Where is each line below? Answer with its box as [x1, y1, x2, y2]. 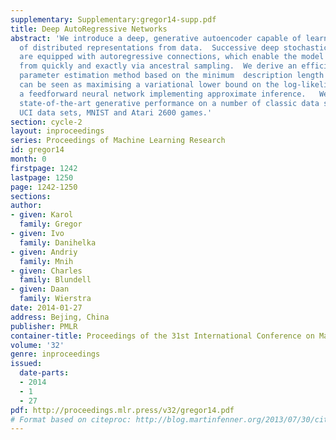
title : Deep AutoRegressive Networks [10, 24, 168, 34]
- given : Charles [10, 266, 83, 276]
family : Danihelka [19, 237, 97, 248]
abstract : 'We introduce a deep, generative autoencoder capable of [10, 33, 302, 43]
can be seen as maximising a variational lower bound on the [19, 80, 280, 90]
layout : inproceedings [10, 126, 105, 136]
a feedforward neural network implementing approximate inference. [19, 89, 307, 99]
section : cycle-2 [10, 117, 83, 127]
